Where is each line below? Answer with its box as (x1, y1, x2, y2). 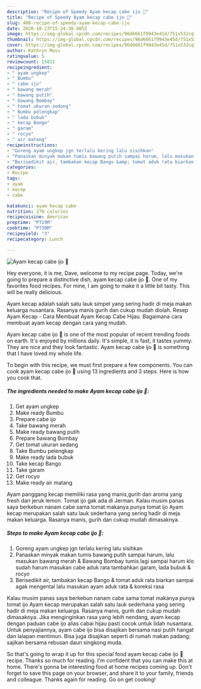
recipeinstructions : (7, 142, 58, 148)
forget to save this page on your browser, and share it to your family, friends (7, 669, 194, 676)
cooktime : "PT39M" (7, 225, 52, 231)
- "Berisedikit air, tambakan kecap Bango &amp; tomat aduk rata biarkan (7, 159, 194, 165)
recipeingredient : (7, 64, 52, 71)
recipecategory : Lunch (7, 236, 63, 242)
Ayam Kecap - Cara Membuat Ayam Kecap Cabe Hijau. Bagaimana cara (7, 313, 183, 320)
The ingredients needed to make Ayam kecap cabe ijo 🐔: (7, 388, 150, 395)
